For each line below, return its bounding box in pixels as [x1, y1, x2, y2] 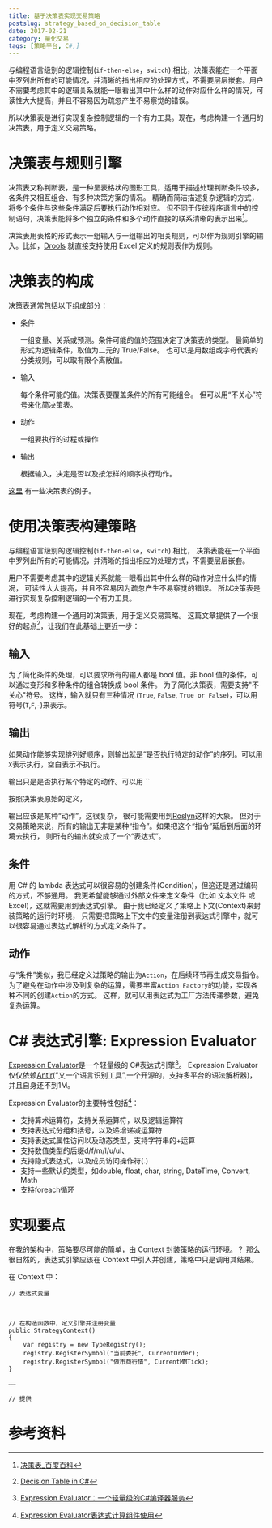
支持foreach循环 [19, 1184, 75, 1194]
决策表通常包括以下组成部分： [8, 301, 108, 310]
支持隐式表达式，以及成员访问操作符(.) [19, 1155, 149, 1165]
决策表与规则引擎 [8, 155, 123, 173]
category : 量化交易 [8, 34, 70, 43]
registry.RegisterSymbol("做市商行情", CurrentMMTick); [23, 1358, 209, 1366]
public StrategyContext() [8, 1326, 96, 1334]
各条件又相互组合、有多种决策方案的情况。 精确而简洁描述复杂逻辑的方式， [8, 193, 259, 203]
